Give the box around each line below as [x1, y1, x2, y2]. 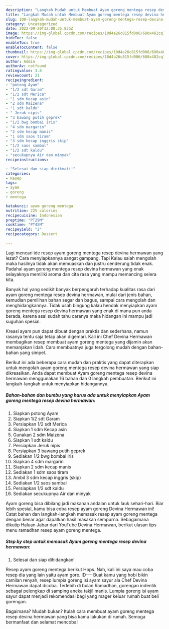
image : [6, 31, 20, 36]
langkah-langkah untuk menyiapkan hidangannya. [6, 381, 109, 387]
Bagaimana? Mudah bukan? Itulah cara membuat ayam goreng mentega [6, 608, 154, 614]
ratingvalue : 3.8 [6, 68, 42, 74]
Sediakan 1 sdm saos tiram [13, 469, 68, 475]
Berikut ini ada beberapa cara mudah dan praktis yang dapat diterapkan [6, 359, 154, 365]
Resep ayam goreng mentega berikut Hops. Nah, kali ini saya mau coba [6, 566, 153, 572]
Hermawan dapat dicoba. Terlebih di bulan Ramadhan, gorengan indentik [6, 582, 157, 588]
